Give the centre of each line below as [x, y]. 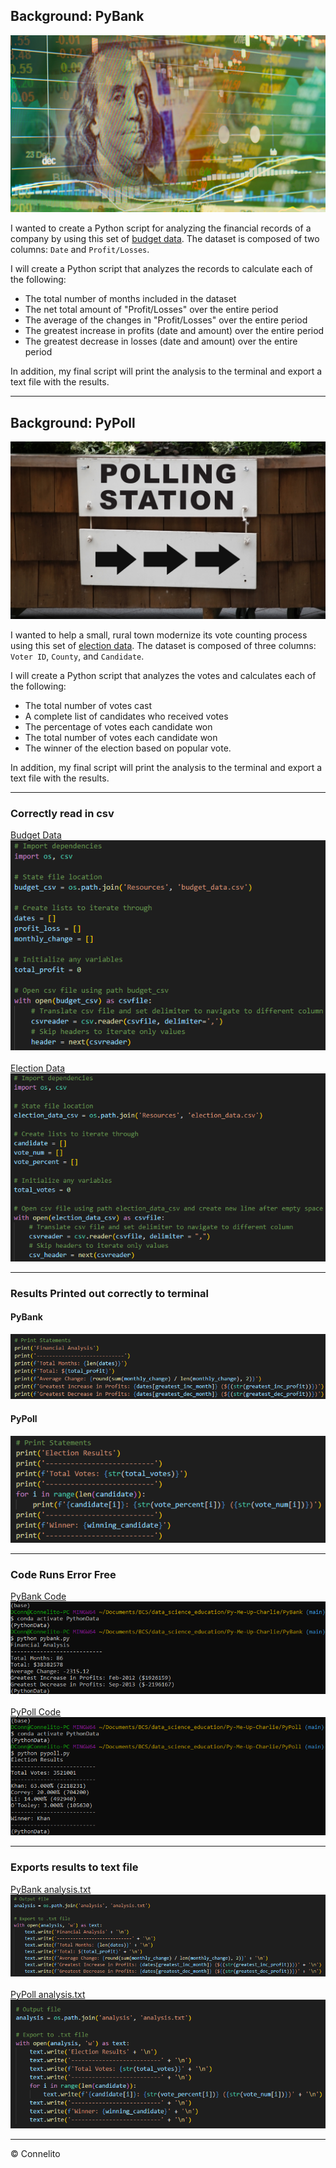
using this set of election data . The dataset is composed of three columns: [163, 645]
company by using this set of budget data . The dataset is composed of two [165, 239]
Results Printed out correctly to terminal [110, 1293]
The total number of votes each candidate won [121, 737]
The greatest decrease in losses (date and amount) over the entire [161, 341]
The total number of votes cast [88, 705]
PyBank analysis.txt [51, 1889]
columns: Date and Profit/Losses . [80, 250]
